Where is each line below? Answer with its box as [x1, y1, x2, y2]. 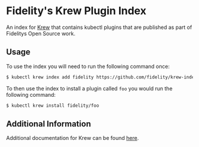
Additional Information [6, 119, 91, 129]
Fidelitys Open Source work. [6, 30, 76, 37]
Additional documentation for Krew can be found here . [6, 135, 139, 142]
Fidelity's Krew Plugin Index [6, 4, 147, 18]
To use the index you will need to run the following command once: [6, 63, 170, 70]
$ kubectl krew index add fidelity [6, 74, 94, 80]
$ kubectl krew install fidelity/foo [6, 102, 99, 109]
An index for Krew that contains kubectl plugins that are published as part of [6, 24, 192, 31]
